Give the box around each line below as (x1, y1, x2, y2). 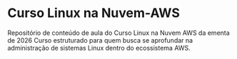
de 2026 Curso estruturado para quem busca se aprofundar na (7, 36, 193, 44)
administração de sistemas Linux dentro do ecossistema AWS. (7, 43, 191, 52)
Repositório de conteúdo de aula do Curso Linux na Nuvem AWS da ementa (7, 28, 230, 37)
